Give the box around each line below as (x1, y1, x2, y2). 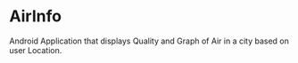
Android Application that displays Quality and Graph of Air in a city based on (9, 35, 290, 46)
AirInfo (9, 6, 62, 27)
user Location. (9, 44, 62, 55)
